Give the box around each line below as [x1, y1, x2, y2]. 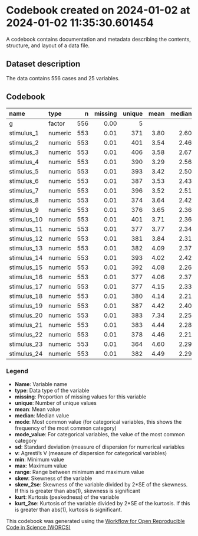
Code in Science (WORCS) [6, 524, 71, 531]
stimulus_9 [9, 205, 39, 214]
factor [48, 119, 65, 128]
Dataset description [6, 59, 81, 69]
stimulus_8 [9, 196, 39, 204]
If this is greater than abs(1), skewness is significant [14, 487, 140, 494]
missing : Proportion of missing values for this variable [14, 393, 147, 400]
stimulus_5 [9, 167, 39, 175]
